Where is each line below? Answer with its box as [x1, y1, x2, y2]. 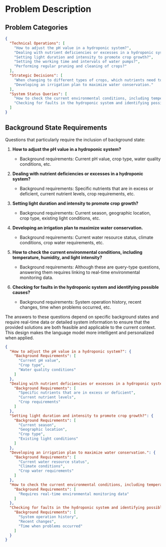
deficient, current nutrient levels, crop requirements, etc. [19, 190, 135, 196]
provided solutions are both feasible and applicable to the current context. [5, 324, 156, 330]
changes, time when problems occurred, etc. [19, 304, 111, 310]
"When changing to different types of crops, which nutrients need [14, 78, 156, 83]
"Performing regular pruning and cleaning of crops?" [14, 64, 127, 69]
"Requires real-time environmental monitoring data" [18, 491, 129, 497]
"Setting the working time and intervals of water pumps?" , [14, 59, 140, 64]
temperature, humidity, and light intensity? [12, 254, 102, 260]
